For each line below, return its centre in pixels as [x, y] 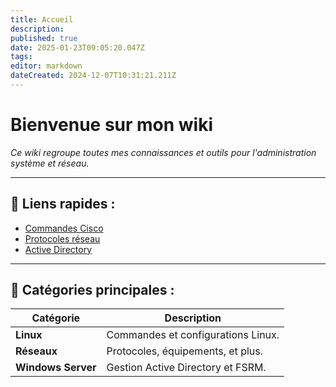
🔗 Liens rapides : [63, 204]
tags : [21, 57]
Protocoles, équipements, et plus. [185, 351]
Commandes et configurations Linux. [193, 335]
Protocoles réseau [62, 238]
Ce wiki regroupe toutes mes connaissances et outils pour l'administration [163, 152]
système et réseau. [50, 163]
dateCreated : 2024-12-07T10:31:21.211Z [93, 76]
